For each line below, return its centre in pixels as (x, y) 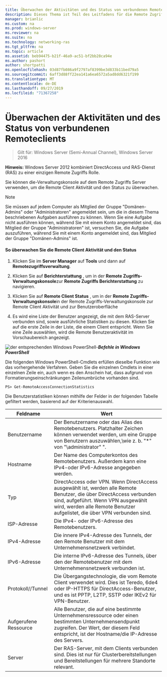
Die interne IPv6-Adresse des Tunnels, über (105, 556)
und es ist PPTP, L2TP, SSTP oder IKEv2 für (105, 594)
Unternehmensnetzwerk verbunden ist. (100, 568)
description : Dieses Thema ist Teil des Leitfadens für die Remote (77, 14)
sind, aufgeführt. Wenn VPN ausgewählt (101, 500)
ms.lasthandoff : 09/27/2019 (34, 88)
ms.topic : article (24, 51)
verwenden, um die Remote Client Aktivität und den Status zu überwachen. (82, 187)
